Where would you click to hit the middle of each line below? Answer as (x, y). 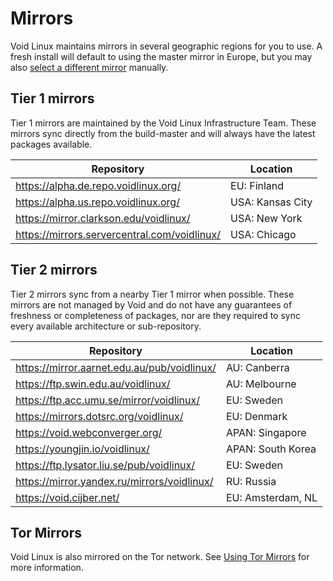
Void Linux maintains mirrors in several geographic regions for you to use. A (166, 46)
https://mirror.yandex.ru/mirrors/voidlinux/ (114, 481)
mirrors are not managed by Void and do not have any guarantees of (151, 304)
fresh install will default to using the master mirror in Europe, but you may (161, 56)
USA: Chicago (263, 234)
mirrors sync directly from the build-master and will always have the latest (163, 133)
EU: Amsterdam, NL (271, 497)
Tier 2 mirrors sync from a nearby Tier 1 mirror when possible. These (152, 294)
